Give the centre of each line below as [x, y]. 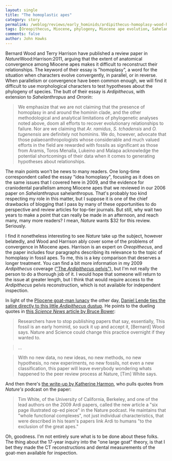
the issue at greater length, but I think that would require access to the [79, 279]
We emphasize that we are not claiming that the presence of [81, 107]
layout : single [21, 10]
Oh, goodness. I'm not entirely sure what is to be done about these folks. [82, 436]
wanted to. [29, 337]
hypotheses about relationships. [52, 161]
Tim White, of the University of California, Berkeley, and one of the [88, 399]
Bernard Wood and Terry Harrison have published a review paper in [77, 53]
